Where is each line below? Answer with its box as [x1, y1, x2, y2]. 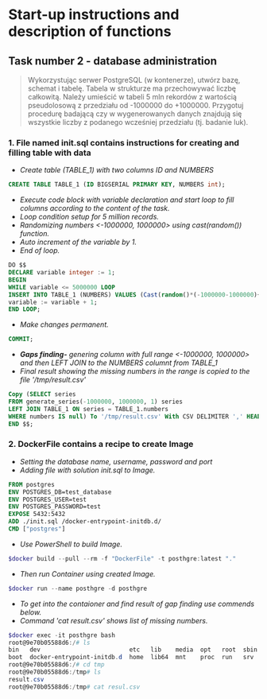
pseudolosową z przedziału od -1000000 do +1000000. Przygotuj [27, 101, 244, 110]
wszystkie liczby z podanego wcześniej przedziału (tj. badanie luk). [27, 118, 249, 126]
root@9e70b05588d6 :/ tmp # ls [8, 668, 102, 677]
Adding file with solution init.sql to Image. [19, 465, 156, 475]
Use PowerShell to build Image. [19, 539, 123, 549]
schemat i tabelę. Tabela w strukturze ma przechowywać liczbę [27, 83, 237, 93]
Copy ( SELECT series [8, 390, 77, 398]
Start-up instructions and [8, 6, 180, 24]
